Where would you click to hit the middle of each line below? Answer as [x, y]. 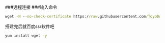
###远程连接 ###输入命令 [31, 7]
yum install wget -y [26, 36]
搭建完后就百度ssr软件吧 [30, 26]
